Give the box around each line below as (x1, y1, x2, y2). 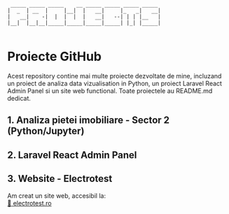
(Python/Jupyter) (7, 125, 85, 137)
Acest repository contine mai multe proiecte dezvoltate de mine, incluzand (7, 71, 222, 80)
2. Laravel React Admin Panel (7, 149, 137, 161)
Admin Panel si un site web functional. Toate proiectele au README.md (7, 86, 213, 95)
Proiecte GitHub (7, 49, 102, 64)
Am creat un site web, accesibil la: (7, 191, 106, 200)
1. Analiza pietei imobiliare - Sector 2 (7, 114, 170, 127)
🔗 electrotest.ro (7, 199, 52, 207)
